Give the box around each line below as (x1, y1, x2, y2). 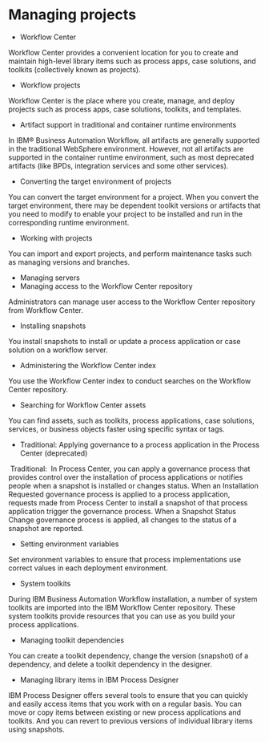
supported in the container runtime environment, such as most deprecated (8, 152, 255, 162)
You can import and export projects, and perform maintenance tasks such (8, 249, 252, 258)
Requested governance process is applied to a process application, (8, 489, 231, 499)
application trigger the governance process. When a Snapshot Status (8, 506, 236, 516)
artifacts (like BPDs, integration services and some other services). (8, 160, 229, 170)
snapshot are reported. (8, 523, 84, 533)
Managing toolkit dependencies (19, 635, 125, 645)
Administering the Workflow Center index (19, 360, 156, 370)
